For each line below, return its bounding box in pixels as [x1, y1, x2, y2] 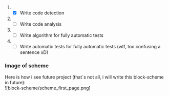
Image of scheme [5, 62, 49, 69]
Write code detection [19, 10, 65, 16]
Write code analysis [19, 21, 62, 27]
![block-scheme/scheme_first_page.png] [5, 85, 91, 91]
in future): [5, 79, 26, 85]
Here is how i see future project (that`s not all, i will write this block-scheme [5, 74, 164, 80]
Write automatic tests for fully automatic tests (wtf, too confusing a [19, 44, 161, 50]
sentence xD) [19, 49, 49, 55]
